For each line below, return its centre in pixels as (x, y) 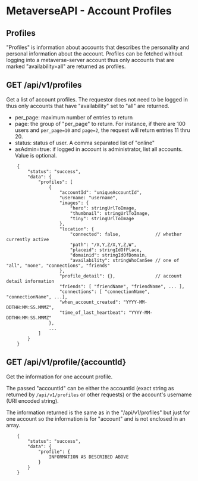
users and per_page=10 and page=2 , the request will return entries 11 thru (102, 130)
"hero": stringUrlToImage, (103, 208)
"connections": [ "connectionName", (105, 292)
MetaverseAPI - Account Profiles (89, 11)
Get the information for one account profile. (59, 377)
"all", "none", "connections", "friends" (58, 266)
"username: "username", (89, 198)
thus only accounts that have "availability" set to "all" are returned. (88, 106)
